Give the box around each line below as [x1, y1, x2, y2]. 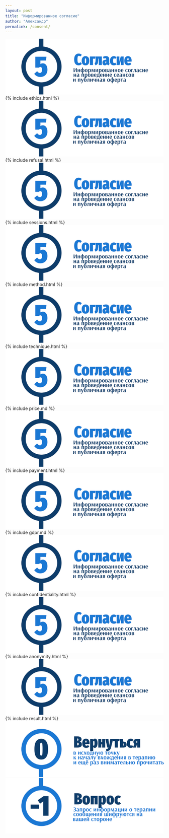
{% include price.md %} [5, 405, 55, 411]
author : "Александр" [5, 19, 49, 24]
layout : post [5, 8, 33, 13]
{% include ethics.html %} [5, 95, 59, 101]
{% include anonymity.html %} [5, 654, 69, 660]
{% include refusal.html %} [5, 157, 61, 163]
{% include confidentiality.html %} [5, 592, 76, 598]
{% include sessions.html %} [5, 219, 65, 225]
